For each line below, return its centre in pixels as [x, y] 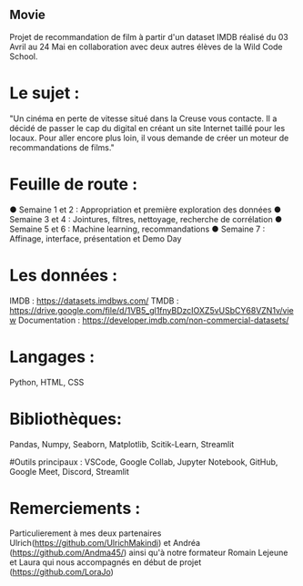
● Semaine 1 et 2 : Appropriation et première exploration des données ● [146, 210]
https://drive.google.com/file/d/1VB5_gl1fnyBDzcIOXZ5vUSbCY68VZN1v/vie [151, 310]
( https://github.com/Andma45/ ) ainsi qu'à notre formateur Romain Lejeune [149, 553]
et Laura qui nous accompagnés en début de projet [106, 562]
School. [24, 56]
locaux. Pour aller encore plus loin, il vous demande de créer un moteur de [149, 138]
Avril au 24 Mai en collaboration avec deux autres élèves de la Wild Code [146, 46]
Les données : [64, 275]
